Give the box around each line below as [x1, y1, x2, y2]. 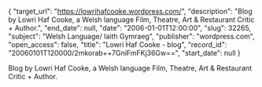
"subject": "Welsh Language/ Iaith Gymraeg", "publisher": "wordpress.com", [8, 31, 255, 41]
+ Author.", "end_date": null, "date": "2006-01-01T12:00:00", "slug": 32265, [8, 24, 252, 32]
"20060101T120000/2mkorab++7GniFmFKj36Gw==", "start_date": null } [8, 49, 242, 57]
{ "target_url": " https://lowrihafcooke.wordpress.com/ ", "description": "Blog [8, 7, 253, 16]
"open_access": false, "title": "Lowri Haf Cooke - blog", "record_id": [8, 40, 227, 49]
